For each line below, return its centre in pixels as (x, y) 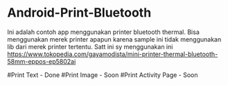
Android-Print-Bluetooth (79, 13)
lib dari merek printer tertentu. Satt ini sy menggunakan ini (90, 46)
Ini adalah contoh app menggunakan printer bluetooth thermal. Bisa (103, 32)
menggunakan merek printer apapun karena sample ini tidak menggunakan (114, 39)
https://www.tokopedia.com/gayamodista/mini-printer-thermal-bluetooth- (113, 54)
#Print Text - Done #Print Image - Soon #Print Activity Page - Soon (103, 75)
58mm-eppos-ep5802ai (42, 61)
